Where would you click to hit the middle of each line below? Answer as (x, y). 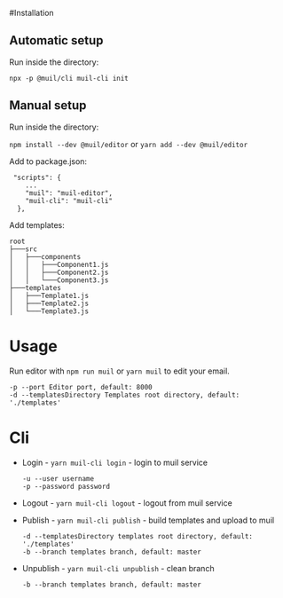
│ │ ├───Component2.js (59, 272)
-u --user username (58, 478)
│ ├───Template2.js (49, 303)
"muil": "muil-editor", (69, 193)
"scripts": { (37, 177)
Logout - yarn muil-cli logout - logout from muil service (127, 503)
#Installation (32, 13)
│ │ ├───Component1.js (59, 264)
